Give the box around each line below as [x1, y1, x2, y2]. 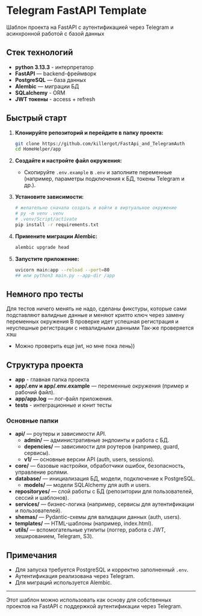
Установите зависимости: [14, 193, 84, 201]
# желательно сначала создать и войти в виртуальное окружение [14, 205, 177, 211]
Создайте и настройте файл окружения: [14, 157, 122, 165]
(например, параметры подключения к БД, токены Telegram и [23, 175, 185, 183]
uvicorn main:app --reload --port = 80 [14, 266, 110, 273]
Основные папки [6, 416, 59, 425]
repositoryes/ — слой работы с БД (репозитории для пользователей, [14, 488, 194, 495]
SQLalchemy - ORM [14, 89, 66, 96]
